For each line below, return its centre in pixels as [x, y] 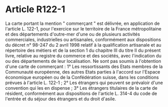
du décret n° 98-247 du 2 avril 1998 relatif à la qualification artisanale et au [83, 45]
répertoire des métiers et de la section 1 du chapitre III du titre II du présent [83, 50]
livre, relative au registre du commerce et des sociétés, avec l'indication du [83, 56]
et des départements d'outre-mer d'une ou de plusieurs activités [73, 34]
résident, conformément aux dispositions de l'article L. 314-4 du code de [81, 93]
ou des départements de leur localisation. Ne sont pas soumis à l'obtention [83, 61]
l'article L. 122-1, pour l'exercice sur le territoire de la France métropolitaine [83, 28]
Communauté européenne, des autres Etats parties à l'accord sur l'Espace [83, 72]
